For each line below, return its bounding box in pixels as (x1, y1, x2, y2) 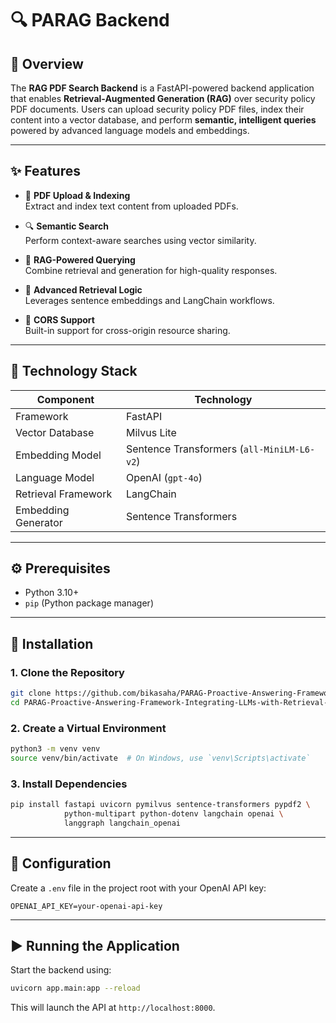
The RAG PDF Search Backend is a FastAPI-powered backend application (10, 82, 315, 94)
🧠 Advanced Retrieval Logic (24, 283, 143, 296)
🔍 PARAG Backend (10, 9, 170, 32)
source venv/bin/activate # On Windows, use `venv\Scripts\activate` (10, 753, 311, 764)
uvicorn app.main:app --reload (10, 983, 141, 994)
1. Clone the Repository (10, 665, 125, 679)
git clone (10, 688, 52, 699)
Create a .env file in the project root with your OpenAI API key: (10, 882, 267, 894)
